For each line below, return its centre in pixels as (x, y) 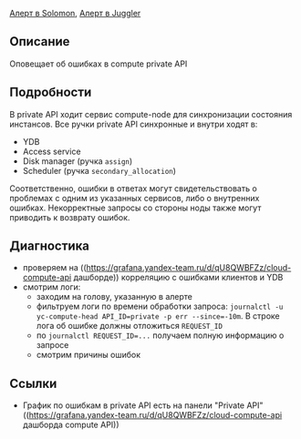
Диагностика (49, 246)
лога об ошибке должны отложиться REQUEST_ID (130, 326)
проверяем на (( (54, 268)
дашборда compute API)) (71, 425)
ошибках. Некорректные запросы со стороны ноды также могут (135, 208)
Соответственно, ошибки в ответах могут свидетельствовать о (133, 188)
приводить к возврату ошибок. (70, 217)
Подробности (51, 92)
